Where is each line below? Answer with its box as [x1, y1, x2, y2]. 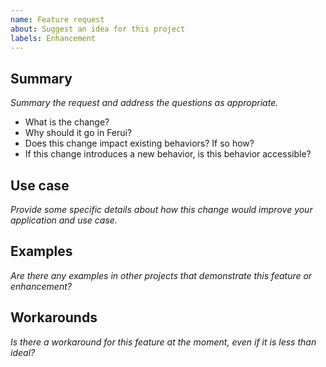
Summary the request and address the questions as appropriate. [10, 97, 279, 109]
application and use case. [10, 214, 118, 226]
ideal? [10, 346, 36, 358]
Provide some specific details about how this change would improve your [10, 204, 313, 215]
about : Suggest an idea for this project [10, 24, 186, 34]
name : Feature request [10, 14, 105, 25]
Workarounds [10, 309, 98, 326]
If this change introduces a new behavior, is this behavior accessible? [24, 148, 312, 160]
